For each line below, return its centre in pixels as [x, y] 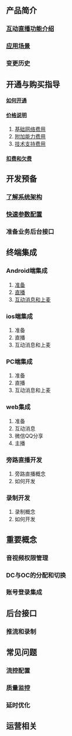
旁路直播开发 [24, 460]
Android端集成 [27, 271]
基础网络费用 [30, 129]
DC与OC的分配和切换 [36, 575]
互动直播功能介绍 [30, 29]
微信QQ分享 [29, 435]
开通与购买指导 [33, 84]
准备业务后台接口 [30, 232]
